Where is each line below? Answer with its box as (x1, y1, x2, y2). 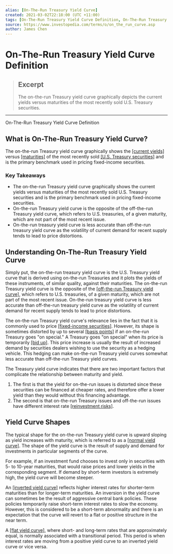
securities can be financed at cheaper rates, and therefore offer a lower (12, 387, 165, 393)
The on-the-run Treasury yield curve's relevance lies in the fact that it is (5, 317, 158, 324)
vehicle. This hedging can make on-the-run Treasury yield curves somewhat (5, 350, 168, 356)
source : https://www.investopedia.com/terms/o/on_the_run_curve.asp (5, 22, 155, 27)
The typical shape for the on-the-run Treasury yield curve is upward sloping (5, 432, 167, 438)
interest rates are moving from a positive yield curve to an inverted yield (5, 538, 158, 544)
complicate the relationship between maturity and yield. (5, 371, 124, 378)
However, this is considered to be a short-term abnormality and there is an (5, 506, 163, 512)
